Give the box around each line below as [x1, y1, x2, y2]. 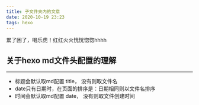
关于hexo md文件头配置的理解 [6, 55, 117, 65]
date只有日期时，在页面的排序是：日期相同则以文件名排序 [14, 85, 156, 92]
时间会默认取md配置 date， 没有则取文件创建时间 [14, 93, 135, 100]
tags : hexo [6, 19, 33, 25]
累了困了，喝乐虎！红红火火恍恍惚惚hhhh [6, 37, 107, 44]
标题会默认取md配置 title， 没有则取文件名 [14, 78, 118, 85]
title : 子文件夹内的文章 [6, 8, 60, 15]
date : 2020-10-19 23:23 [6, 14, 65, 20]
